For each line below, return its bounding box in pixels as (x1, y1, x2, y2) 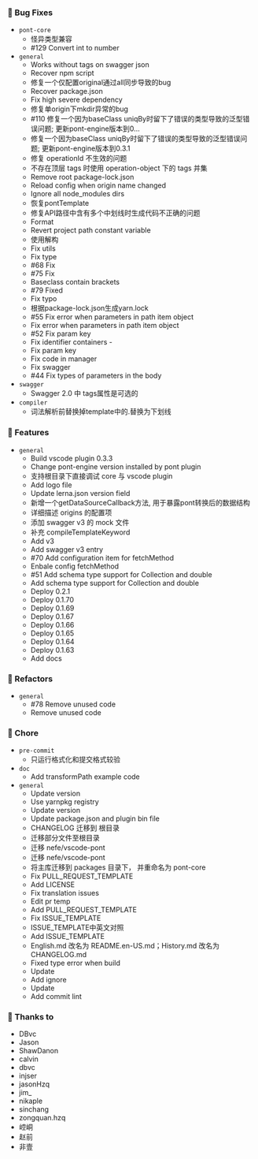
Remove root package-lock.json (30, 173, 135, 182)
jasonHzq (18, 1079, 50, 1089)
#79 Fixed (30, 285, 64, 295)
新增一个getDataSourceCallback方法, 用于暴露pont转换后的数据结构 (30, 498, 251, 507)
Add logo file (30, 480, 72, 490)
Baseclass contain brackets (30, 278, 120, 287)
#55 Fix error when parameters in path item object (30, 312, 194, 322)
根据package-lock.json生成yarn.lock (30, 304, 149, 313)
